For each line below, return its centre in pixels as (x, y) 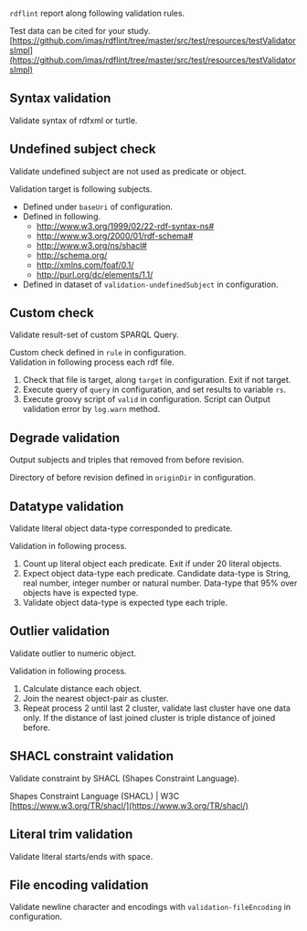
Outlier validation (60, 631)
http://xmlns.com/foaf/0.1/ (85, 265)
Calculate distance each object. (82, 688)
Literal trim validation (71, 835)
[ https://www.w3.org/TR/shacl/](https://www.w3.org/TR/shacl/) (129, 805)
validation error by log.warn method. (91, 409)
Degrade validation (65, 438)
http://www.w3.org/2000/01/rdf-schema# (115, 236)
